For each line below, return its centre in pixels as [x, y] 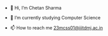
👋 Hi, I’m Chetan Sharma [36, 8]
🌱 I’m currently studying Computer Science [55, 17]
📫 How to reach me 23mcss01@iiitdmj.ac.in [57, 28]
